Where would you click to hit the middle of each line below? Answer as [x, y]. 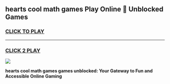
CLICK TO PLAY [25, 32]
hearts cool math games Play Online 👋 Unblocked [84, 9]
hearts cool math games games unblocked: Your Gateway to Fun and [79, 70]
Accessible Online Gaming [34, 76]
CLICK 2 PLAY [23, 50]
